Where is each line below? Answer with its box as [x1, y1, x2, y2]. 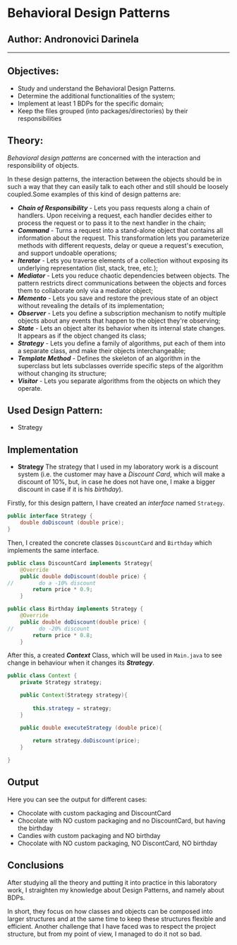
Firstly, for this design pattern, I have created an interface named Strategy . [7, 499, 225, 508]
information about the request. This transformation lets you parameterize [17, 234, 230, 242]
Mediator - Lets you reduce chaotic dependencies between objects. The [17, 271, 230, 280]
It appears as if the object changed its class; [17, 331, 147, 340]
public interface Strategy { [7, 512, 93, 520]
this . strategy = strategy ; [32, 704, 112, 712]
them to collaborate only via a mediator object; [17, 286, 153, 294]
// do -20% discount [7, 625, 90, 632]
